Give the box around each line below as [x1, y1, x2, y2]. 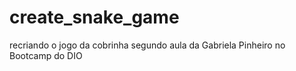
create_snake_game [9, 6, 180, 29]
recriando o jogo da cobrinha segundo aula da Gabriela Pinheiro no [9, 39, 286, 51]
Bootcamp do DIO [9, 49, 83, 61]
